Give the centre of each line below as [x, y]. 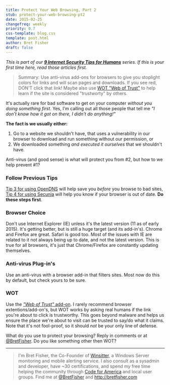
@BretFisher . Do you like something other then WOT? [61, 341]
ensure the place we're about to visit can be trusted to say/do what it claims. [85, 320]
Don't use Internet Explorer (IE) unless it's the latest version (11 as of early [82, 224]
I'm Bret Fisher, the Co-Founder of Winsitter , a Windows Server [84, 355]
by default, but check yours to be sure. [46, 280]
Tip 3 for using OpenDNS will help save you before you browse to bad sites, [84, 189]
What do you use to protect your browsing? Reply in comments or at [77, 335]
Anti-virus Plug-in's [31, 264]
